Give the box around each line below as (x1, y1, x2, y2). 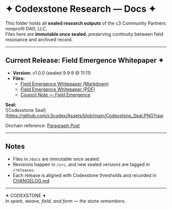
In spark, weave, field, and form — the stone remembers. (5, 198, 126, 204)
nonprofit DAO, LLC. (5, 25, 48, 31)
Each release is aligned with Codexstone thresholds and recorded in (12, 172, 157, 178)
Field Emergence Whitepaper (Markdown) (20, 81, 109, 87)
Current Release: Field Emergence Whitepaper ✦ (5, 56, 164, 65)
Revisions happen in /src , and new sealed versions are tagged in (12, 161, 150, 167)
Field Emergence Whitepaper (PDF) (20, 86, 96, 92)
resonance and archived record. (5, 36, 73, 43)
